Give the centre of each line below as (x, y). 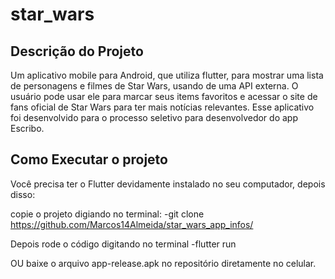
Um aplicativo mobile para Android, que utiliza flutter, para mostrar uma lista (167, 75)
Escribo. (27, 128)
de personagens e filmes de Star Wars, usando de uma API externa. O (154, 86)
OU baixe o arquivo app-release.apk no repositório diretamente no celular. (163, 263)
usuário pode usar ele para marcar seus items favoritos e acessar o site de (164, 96)
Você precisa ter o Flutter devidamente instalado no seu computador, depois (168, 184)
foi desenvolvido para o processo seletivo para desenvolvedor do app (154, 117)
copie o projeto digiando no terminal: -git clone (107, 214)
